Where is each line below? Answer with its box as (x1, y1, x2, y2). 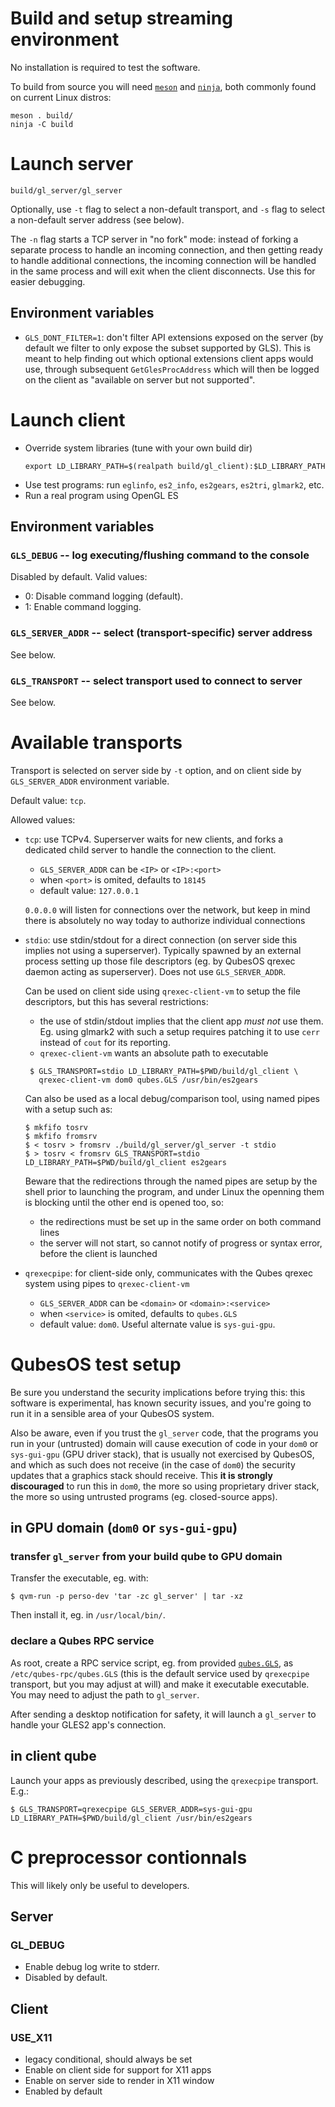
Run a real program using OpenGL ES (24, 489, 179, 501)
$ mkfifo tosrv (24, 1122, 89, 1132)
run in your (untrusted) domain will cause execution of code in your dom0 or (10, 1437, 319, 1449)
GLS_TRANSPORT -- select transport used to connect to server (10, 673, 303, 687)
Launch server (10, 153, 134, 176)
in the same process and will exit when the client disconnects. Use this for (10, 265, 316, 277)
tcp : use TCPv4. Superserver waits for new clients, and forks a (24, 833, 284, 845)
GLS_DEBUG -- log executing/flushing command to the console (10, 548, 310, 562)
